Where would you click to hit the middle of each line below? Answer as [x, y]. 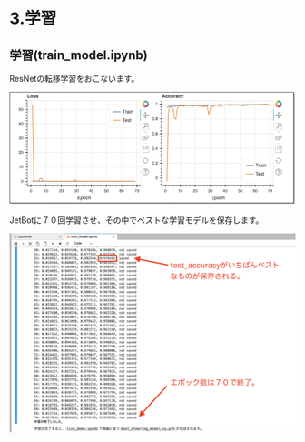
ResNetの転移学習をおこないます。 [74, 79]
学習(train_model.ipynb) [79, 55]
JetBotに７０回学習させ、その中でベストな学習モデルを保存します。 [137, 220]
